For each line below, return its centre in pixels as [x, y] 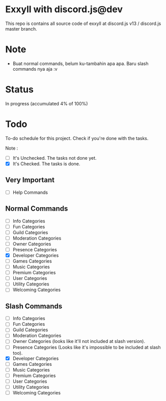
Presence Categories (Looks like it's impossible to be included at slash [87, 347]
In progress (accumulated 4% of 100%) [47, 103]
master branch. [21, 28]
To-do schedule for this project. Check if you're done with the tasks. [77, 138]
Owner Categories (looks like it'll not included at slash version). [79, 341]
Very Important [30, 180]
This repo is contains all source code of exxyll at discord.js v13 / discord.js [83, 23]
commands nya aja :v [35, 69]
